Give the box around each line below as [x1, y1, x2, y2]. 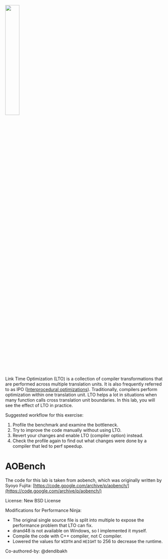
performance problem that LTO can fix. [12, 522, 93, 528]
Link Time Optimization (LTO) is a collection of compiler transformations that [5, 376, 163, 382]
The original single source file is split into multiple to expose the [12, 517, 144, 523]
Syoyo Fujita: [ [5, 482, 35, 488]
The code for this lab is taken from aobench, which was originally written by [5, 477, 162, 483]
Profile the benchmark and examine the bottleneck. [12, 422, 119, 428]
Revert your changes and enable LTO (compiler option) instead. [12, 433, 144, 438]
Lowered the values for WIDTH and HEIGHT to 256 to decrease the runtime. [12, 538, 163, 544]
